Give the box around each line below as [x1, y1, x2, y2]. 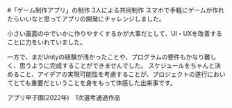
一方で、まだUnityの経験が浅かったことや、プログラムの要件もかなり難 [7, 53, 210, 61]
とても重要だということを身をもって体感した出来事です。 [13, 79, 176, 87]
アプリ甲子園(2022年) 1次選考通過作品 [7, 93, 121, 102]
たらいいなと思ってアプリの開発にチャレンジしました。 [7, 15, 165, 23]
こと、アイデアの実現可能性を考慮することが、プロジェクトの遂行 [19, 70, 208, 78]
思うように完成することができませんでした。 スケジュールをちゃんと [19, 62, 215, 69]
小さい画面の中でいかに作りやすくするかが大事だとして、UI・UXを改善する [7, 30, 223, 37]
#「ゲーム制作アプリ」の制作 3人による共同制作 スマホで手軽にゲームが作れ [7, 6, 224, 14]
